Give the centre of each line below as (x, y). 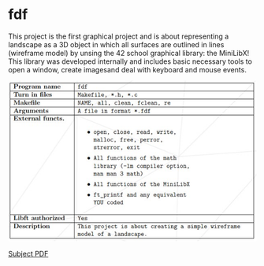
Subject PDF (28, 254)
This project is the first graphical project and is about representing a (119, 36)
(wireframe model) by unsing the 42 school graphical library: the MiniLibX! (129, 53)
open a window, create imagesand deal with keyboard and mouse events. (127, 69)
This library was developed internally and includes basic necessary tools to (130, 61)
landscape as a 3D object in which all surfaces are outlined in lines (116, 44)
